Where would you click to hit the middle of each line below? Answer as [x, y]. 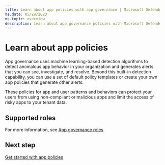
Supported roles [30, 118]
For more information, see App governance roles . [55, 130]
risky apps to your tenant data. [36, 102]
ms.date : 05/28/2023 [26, 14]
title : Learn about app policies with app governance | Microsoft [74, 10]
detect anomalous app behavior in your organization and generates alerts [79, 66]
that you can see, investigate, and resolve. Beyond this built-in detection [78, 72]
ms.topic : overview [25, 19]
